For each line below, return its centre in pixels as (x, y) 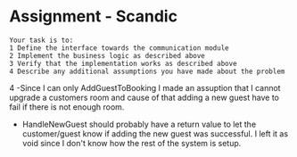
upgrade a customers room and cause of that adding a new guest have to (144, 97)
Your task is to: (41, 40)
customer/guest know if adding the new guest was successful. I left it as (155, 133)
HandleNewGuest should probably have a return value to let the (139, 124)
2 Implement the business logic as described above (107, 55)
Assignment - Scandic (94, 17)
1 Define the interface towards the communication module (119, 48)
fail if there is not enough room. (67, 107)
